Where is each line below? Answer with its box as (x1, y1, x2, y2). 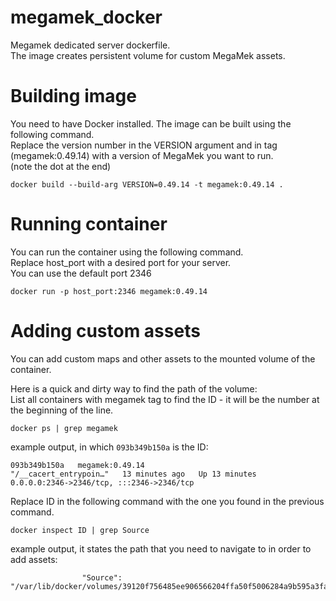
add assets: (10, 553, 58, 565)
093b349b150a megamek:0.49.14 (10, 460, 145, 470)
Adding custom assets (10, 320, 201, 342)
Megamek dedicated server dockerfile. (10, 39, 171, 51)
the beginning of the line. (10, 404, 114, 416)
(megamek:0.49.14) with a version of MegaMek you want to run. (10, 149, 274, 161)
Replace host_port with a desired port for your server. (10, 256, 232, 268)
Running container (10, 213, 168, 236)
